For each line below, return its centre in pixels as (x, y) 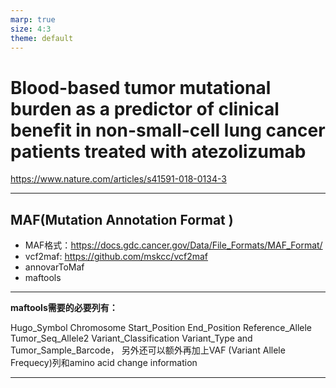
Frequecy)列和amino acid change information (104, 363)
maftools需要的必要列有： (64, 308)
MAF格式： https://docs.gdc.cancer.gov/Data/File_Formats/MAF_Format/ (173, 245)
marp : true (33, 19)
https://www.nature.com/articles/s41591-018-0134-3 (118, 179)
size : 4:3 (31, 29)
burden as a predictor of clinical (145, 108)
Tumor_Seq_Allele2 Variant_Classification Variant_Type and (131, 338)
